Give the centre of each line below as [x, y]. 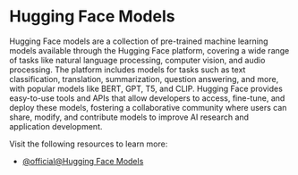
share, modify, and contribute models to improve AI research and [129, 117]
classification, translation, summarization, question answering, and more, [144, 79]
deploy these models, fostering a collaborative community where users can [148, 107]
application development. [56, 126]
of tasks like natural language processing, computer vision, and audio [137, 60]
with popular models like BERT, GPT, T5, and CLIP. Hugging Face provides [146, 88]
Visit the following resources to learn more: [89, 144]
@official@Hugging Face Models [83, 161]
